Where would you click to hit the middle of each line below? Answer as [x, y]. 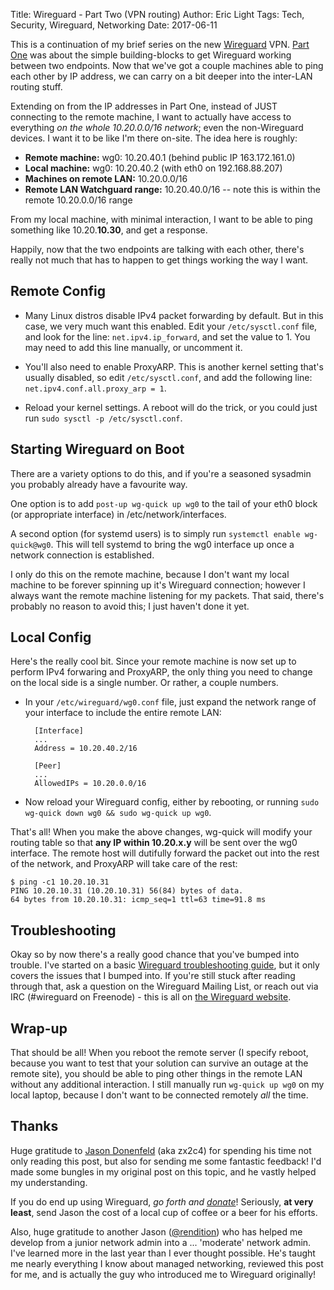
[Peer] [48, 766]
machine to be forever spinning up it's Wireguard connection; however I [158, 585]
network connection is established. [82, 555]
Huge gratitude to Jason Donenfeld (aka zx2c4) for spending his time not [161, 1150]
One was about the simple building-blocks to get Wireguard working [151, 55]
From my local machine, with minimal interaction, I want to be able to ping [161, 219]
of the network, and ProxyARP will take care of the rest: [124, 864]
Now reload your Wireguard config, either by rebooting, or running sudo [172, 802]
